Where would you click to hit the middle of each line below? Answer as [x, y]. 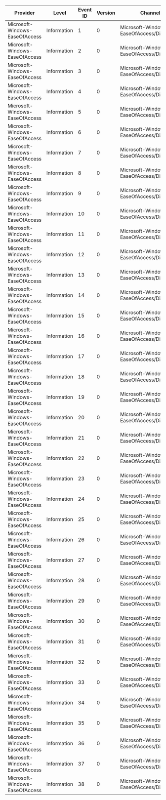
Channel [150, 13]
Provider [24, 13]
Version [106, 13]
